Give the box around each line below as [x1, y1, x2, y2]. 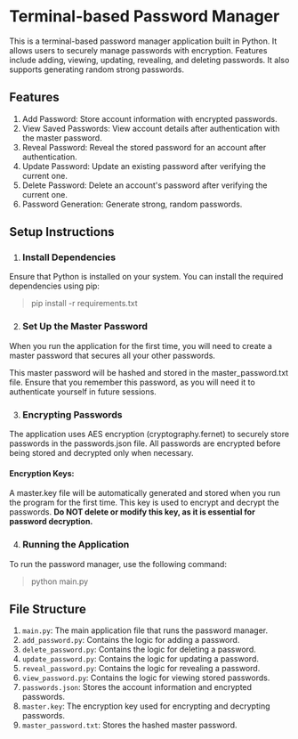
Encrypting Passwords [21, 408, 123, 420]
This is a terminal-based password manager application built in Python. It [9, 36, 278, 46]
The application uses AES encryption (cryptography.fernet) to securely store [9, 429, 290, 440]
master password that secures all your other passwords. [9, 350, 216, 361]
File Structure [9, 601, 86, 616]
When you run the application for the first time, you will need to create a [9, 340, 273, 351]
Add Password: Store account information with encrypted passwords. [21, 113, 278, 124]
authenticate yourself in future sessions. [9, 386, 157, 397]
